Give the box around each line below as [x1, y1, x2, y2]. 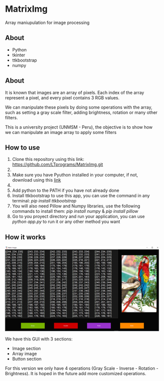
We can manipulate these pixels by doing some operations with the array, [5, 104, 153, 110]
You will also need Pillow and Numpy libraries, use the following [12, 203, 141, 209]
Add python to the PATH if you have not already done [12, 187, 120, 194]
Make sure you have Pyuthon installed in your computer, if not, [12, 172, 138, 178]
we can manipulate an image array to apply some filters [5, 129, 117, 135]
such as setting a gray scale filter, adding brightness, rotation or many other [5, 109, 158, 115]
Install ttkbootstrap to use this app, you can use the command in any [12, 193, 150, 199]
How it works [5, 233, 46, 241]
